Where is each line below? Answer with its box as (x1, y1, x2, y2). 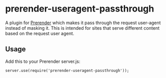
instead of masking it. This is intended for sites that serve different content (5, 25, 160, 31)
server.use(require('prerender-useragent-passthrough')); (5, 68, 129, 73)
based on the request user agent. (5, 30, 74, 36)
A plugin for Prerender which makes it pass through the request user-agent (5, 20, 161, 26)
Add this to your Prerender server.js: (5, 58, 80, 64)
